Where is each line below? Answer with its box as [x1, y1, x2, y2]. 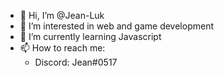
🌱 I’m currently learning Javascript [19, 31, 162, 42]
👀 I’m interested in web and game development [19, 20, 214, 32]
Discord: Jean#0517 [34, 56, 118, 68]
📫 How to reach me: [19, 42, 106, 54]
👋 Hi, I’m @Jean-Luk [19, 10, 105, 21]
